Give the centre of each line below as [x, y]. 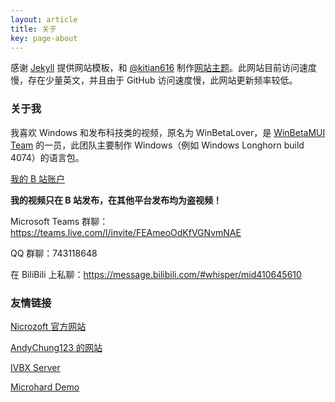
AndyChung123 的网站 [56, 347]
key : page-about [44, 38]
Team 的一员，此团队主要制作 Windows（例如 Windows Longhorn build [157, 145]
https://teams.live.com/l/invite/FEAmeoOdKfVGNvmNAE [126, 232]
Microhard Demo [45, 387]
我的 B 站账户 [38, 178]
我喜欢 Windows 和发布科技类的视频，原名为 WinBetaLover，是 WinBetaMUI [168, 132]
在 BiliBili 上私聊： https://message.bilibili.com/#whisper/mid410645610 [156, 274]
